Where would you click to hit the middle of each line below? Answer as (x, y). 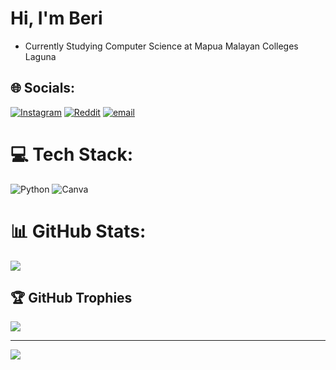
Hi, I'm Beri (56, 18)
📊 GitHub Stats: (78, 231)
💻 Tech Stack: (72, 154)
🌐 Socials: (43, 88)
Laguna (40, 56)
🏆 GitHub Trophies (71, 298)
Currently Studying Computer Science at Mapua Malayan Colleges (161, 46)
